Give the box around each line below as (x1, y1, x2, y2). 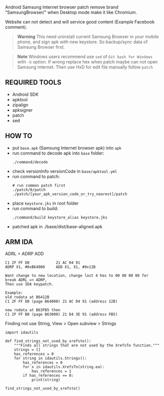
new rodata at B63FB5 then (5, 307, 61, 313)
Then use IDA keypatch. (5, 282, 54, 287)
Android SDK (12, 91, 39, 97)
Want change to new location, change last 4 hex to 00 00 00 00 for (5, 273, 149, 278)
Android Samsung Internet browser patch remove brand (5, 4, 119, 10)
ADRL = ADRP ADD (5, 251, 44, 257)
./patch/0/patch (12, 187, 46, 192)
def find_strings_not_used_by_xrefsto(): (5, 339, 92, 344)
